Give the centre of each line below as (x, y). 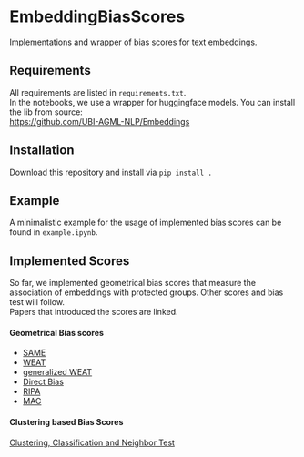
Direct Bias (43, 382)
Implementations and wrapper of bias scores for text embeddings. (133, 42)
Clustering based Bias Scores (66, 421)
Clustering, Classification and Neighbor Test (92, 442)
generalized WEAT (57, 372)
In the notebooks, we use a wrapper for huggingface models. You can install (152, 102)
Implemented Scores (70, 261)
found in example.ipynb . (54, 232)
